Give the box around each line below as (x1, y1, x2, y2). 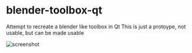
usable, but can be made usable (6, 29, 84, 36)
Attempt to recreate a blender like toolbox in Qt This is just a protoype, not (6, 23, 186, 30)
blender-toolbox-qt (6, 4, 102, 17)
